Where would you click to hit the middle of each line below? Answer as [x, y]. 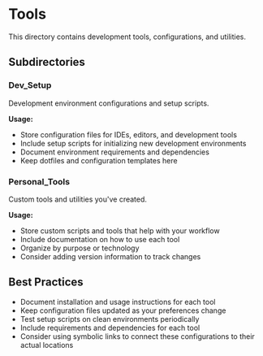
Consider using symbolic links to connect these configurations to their [138, 336]
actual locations [47, 345]
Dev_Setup [30, 85]
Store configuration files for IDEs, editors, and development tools [129, 134]
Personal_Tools [39, 181]
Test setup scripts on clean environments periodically [110, 319]
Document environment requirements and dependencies [114, 152]
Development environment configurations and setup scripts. [109, 103]
